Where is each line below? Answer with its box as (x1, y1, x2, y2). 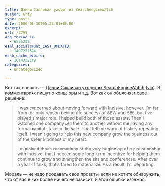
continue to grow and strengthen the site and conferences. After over (17, 156, 158, 162)
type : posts (5, 16, 30, 21)
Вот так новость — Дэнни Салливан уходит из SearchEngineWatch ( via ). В (5, 85, 160, 90)
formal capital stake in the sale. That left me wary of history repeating (17, 126, 159, 131)
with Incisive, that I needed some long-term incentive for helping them (17, 151, 160, 157)
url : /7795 (5, 30, 28, 35)
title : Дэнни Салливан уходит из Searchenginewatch (5, 7, 113, 12)
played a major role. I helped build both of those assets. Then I (17, 115, 144, 121)
